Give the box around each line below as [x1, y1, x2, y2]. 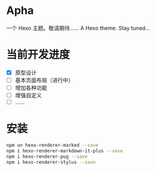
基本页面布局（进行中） [15, 76, 74, 83]
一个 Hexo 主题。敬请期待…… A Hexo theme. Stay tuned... [6, 24, 150, 31]
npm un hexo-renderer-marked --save [6, 143, 99, 149]
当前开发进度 [6, 48, 71, 62]
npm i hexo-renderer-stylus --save [6, 159, 96, 165]
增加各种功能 [15, 84, 47, 91]
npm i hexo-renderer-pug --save [6, 153, 88, 160]
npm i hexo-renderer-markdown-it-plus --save [6, 148, 123, 154]
